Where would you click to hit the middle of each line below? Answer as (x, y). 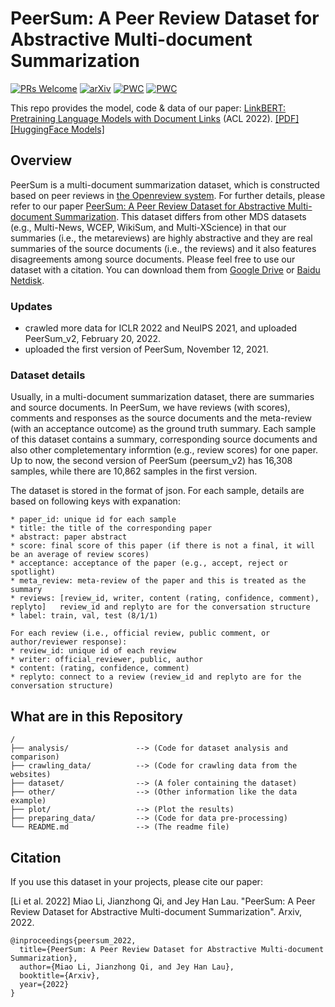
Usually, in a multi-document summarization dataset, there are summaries (162, 397)
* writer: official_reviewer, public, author (106, 660)
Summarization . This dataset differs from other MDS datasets (180, 216)
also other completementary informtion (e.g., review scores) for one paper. (164, 450)
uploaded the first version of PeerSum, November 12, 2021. (146, 349)
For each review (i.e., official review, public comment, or (140, 633)
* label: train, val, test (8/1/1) (84, 616)
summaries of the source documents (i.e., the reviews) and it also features (163, 248)
